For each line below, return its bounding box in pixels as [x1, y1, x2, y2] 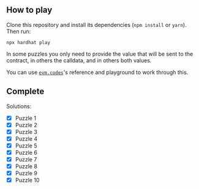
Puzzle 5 [15, 142, 38, 149]
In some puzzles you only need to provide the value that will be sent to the [6, 50, 194, 57]
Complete [6, 86, 45, 97]
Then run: [6, 28, 31, 35]
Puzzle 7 [15, 156, 37, 163]
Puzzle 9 [15, 169, 38, 177]
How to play [6, 5, 52, 15]
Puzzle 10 [15, 177, 40, 184]
